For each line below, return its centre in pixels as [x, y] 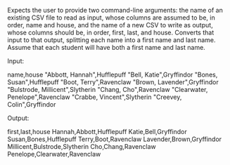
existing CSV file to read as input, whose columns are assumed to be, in [111, 18]
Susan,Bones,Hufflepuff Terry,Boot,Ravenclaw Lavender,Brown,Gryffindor [115, 139]
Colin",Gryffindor [32, 104]
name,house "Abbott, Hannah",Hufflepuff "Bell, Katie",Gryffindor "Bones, [113, 74]
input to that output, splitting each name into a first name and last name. [111, 40]
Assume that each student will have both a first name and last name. [106, 47]
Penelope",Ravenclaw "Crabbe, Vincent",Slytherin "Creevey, [95, 97]
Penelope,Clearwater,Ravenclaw [54, 154]
